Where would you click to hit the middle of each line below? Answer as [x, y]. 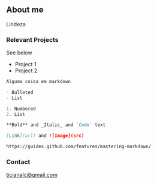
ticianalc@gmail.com [32, 175]
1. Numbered [21, 109]
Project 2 [26, 70]
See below [19, 53]
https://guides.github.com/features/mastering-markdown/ [79, 147]
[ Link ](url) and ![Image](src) [45, 136]
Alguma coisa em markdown [38, 82]
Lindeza [16, 24]
